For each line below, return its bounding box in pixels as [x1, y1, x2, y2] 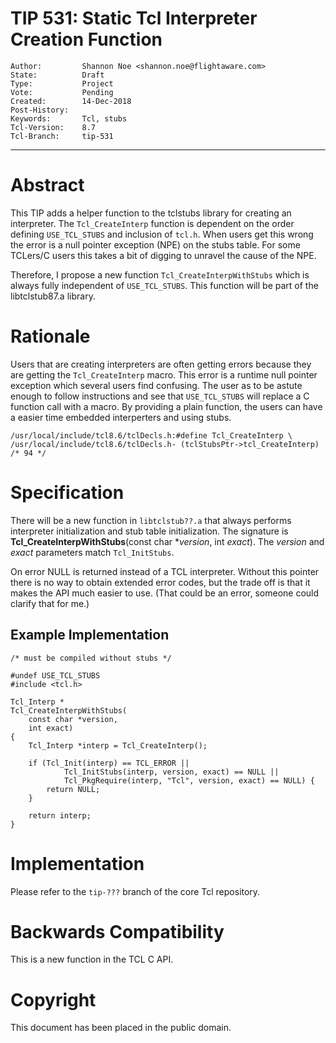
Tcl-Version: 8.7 [10, 122, 97, 132]
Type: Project [10, 78, 114, 89]
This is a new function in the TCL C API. [10, 953, 174, 966]
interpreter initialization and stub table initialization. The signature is [10, 525, 289, 537]
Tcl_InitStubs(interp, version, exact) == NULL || [63, 767, 280, 777]
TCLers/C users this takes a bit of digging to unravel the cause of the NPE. [10, 249, 317, 261]
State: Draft [10, 70, 105, 80]
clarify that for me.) [10, 597, 90, 609]
